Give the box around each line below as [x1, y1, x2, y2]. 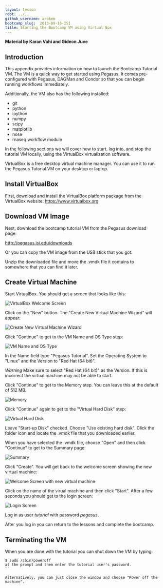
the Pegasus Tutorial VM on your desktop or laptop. [5, 165, 109, 171]
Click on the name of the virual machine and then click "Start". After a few [5, 488, 153, 494]
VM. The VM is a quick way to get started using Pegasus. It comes [5, 71, 138, 77]
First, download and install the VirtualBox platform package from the [5, 193, 142, 199]
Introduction [5, 53, 44, 61]
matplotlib [12, 126, 33, 132]
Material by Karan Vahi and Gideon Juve [5, 39, 88, 44]
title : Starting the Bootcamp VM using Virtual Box [5, 25, 112, 30]
